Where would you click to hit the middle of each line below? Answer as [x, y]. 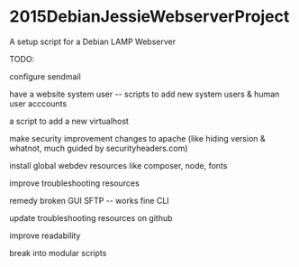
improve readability [45, 235]
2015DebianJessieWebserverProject [149, 17]
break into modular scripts [58, 253]
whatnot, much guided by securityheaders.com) [99, 148]
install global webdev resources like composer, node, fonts [118, 165]
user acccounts [38, 103]
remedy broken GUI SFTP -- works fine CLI [89, 200]
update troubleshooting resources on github [91, 217]
